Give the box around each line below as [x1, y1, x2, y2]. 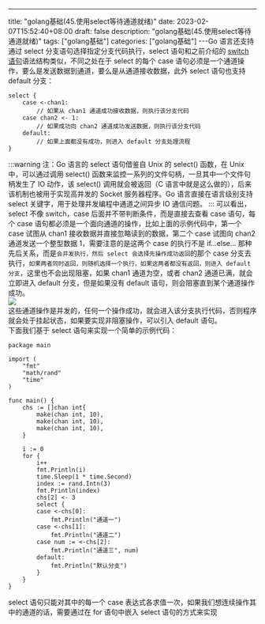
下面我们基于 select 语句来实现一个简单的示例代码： [8, 326, 177, 335]
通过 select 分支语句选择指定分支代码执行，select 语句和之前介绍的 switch [8, 47, 250, 55]
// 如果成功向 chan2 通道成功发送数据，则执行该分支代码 [36, 123, 201, 130]
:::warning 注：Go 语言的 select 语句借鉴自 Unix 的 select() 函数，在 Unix [8, 160, 244, 168]
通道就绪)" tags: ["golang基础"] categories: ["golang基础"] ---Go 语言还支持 [8, 36, 255, 46]
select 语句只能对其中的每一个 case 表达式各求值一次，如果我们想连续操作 [8, 598, 250, 607]
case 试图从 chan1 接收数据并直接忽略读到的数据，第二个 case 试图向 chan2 [8, 229, 256, 238]
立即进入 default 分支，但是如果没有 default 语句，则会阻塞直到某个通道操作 [8, 278, 255, 287]
